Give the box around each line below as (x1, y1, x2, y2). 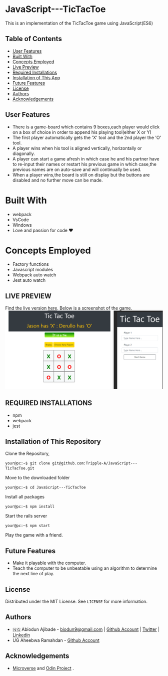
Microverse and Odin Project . (12, 665, 74, 671)
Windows (12, 222, 32, 228)
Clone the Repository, (5, 450, 50, 457)
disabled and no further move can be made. (12, 177, 103, 183)
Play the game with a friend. (5, 532, 63, 538)
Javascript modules (12, 267, 53, 273)
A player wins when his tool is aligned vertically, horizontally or (12, 145, 142, 151)
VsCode (12, 217, 29, 223)
